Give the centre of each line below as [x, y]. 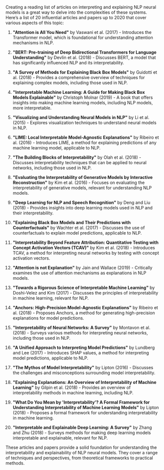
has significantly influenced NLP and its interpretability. [68, 63]
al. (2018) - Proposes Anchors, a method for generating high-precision [84, 313]
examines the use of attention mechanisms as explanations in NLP [79, 273]
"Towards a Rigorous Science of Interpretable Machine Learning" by [84, 288]
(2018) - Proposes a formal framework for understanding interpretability [85, 413]
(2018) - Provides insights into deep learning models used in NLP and [82, 208]
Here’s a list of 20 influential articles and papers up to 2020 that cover [76, 17]
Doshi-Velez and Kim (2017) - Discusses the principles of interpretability [85, 293]
